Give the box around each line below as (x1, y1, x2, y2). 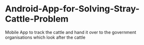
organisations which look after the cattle (5, 34, 86, 40)
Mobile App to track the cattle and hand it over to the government (5, 29, 136, 35)
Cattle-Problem (5, 13, 69, 24)
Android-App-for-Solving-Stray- (5, 3, 140, 14)
